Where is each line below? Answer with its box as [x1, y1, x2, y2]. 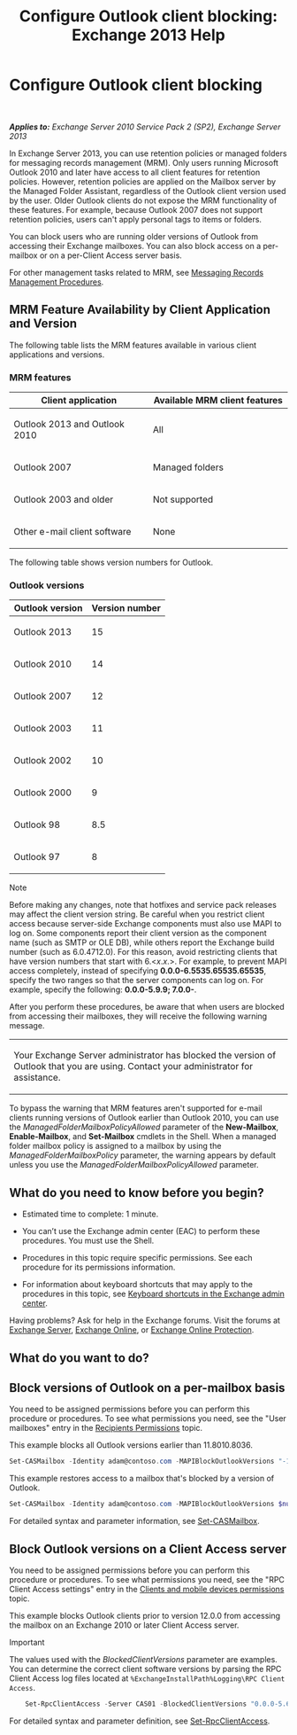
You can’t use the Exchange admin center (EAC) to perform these [21, 1226, 261, 1237]
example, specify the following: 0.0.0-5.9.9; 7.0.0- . [9, 984, 197, 995]
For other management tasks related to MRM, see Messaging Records [9, 267, 263, 277]
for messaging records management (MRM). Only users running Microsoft [9, 157, 278, 168]
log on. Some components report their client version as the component [9, 928, 267, 939]
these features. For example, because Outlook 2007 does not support [9, 204, 263, 215]
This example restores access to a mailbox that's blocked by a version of [9, 1473, 275, 1484]
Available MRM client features [153, 395, 283, 407]
